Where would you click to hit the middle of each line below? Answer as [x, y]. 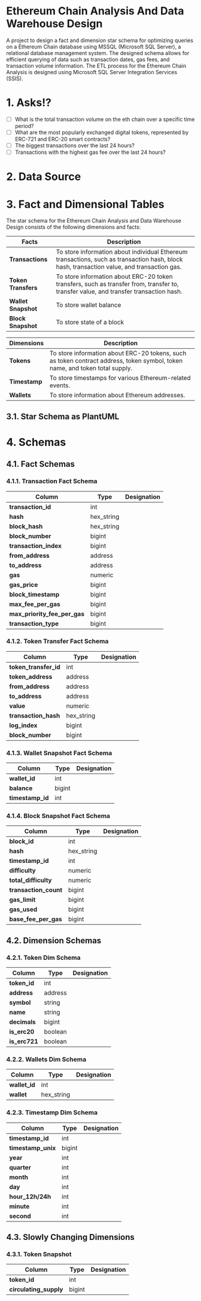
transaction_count [36, 890]
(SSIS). [15, 78]
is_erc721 [24, 1041]
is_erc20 [22, 1032]
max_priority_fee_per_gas [47, 613]
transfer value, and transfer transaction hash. [119, 291]
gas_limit [22, 900]
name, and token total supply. [91, 368]
